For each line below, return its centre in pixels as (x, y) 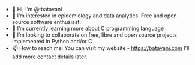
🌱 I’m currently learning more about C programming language (88, 28)
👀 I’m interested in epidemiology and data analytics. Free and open (94, 16)
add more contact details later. (49, 57)
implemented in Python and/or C (52, 41)
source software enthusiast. (46, 22)
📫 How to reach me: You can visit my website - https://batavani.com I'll (100, 48)
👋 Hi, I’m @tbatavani (37, 9)
